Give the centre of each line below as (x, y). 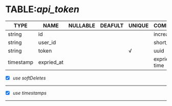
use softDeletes (29, 78)
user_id (47, 42)
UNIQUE (139, 25)
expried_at (51, 62)
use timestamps (30, 93)
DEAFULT (112, 25)
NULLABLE (82, 25)
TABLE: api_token (42, 9)
